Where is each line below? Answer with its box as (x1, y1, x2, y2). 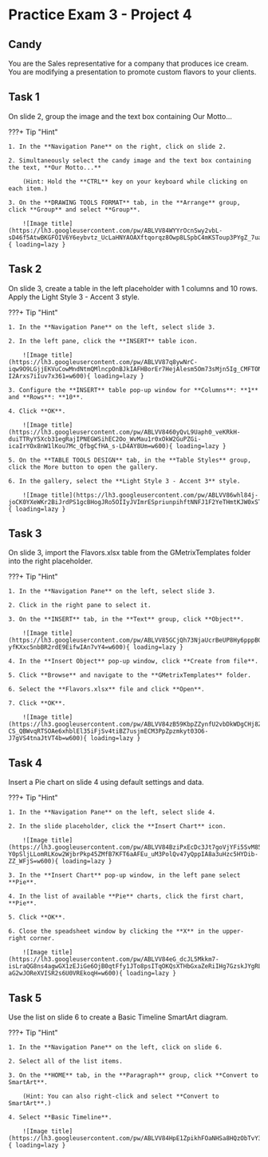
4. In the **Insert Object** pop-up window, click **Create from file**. (8, 658, 259, 666)
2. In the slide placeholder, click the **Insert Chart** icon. (8, 823, 227, 831)
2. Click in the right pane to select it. (8, 602, 152, 610)
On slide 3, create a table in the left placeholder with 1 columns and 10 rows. (8, 283, 258, 293)
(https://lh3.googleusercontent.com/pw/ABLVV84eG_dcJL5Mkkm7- (8, 955, 219, 963)
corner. (29, 935, 56, 943)
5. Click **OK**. (8, 914, 66, 922)
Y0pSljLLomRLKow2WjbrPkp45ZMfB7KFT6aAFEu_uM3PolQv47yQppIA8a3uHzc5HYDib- (8, 851, 259, 859)
